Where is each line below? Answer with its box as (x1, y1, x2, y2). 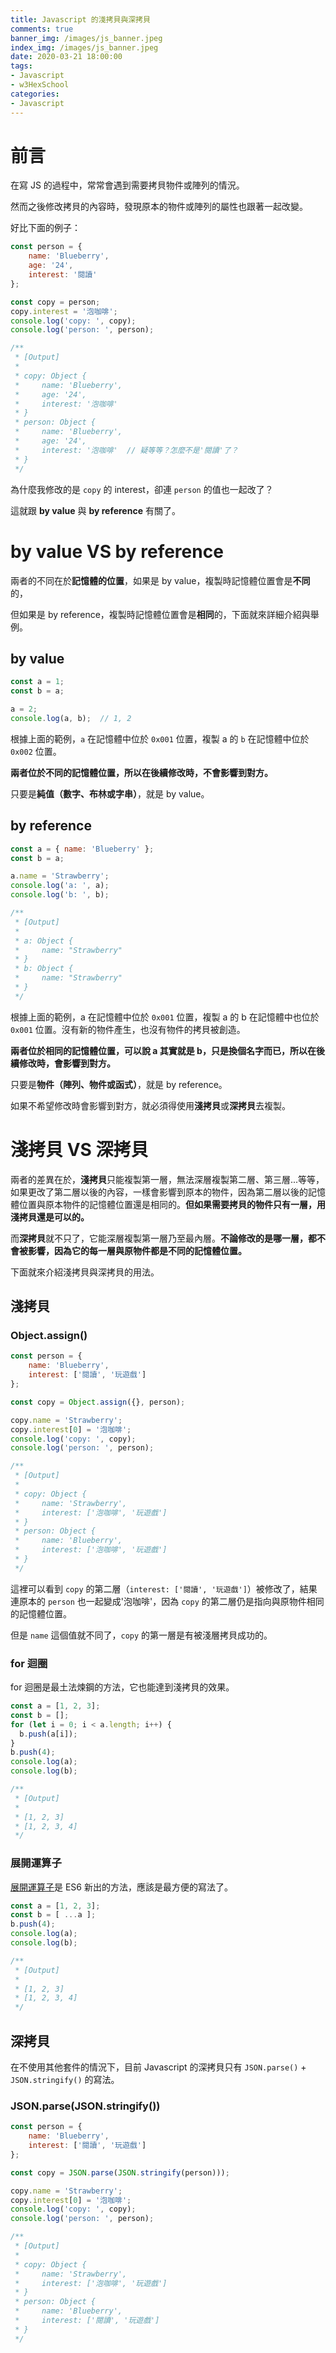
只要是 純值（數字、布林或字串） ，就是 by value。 (10, 787, 210, 800)
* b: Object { (14, 964, 74, 974)
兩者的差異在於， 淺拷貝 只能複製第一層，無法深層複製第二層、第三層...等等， (10, 1173, 325, 1185)
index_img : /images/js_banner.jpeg (10, 42, 159, 53)
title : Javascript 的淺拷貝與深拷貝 (10, 14, 151, 25)
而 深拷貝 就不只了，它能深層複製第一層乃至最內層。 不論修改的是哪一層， (10, 1232, 308, 1244)
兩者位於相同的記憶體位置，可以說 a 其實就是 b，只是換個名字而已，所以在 (10, 1044, 317, 1056)
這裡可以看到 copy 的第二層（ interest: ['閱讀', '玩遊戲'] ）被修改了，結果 (10, 1582, 318, 1595)
